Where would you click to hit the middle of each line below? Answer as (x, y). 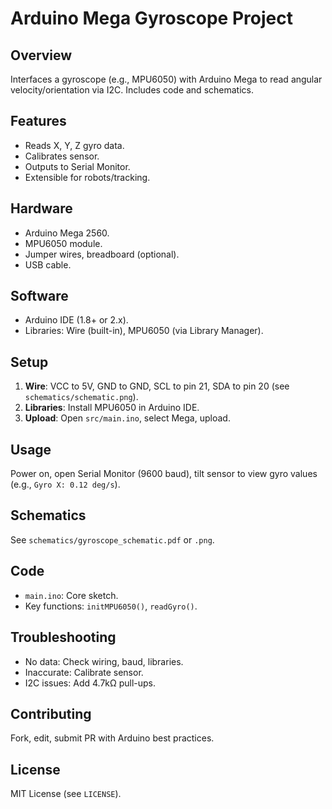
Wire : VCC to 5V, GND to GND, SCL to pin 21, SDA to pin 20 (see (157, 386)
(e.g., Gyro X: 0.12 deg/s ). (65, 484)
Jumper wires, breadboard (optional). (102, 254)
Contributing (51, 713)
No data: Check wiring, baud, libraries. (104, 661)
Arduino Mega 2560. (67, 233)
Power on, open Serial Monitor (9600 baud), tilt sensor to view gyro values (164, 474)
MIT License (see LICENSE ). (66, 794)
